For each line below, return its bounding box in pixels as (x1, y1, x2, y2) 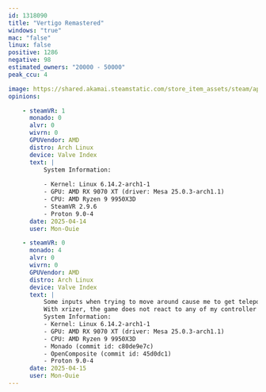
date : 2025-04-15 (28, 364, 87, 373)
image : (8, 85, 30, 93)
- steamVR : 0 (22, 239, 66, 247)
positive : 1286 (8, 48, 59, 56)
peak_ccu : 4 (8, 71, 47, 79)
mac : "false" (8, 33, 51, 42)
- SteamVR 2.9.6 (43, 202, 97, 210)
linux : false (8, 41, 51, 49)
